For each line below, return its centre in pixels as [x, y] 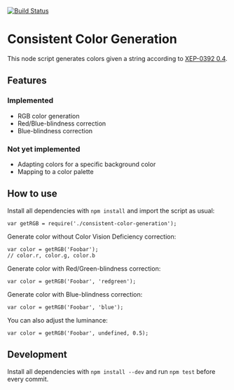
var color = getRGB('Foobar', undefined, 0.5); [78, 333]
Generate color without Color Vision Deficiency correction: [92, 236]
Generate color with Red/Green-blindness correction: [84, 268]
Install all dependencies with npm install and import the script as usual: [111, 210]
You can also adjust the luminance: [58, 320]
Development [37, 355]
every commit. [28, 379]
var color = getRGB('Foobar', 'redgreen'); [72, 281]
